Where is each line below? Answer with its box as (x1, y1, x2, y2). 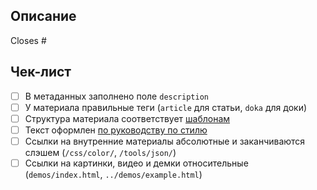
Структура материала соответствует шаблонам (24, 112, 231, 124)
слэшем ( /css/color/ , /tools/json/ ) (24, 146, 177, 158)
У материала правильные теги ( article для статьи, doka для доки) (24, 101, 308, 113)
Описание (10, 8, 77, 25)
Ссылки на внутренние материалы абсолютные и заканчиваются (24, 135, 306, 147)
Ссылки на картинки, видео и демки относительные (24, 157, 249, 169)
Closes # (10, 34, 47, 46)
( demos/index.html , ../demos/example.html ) (24, 169, 203, 180)
